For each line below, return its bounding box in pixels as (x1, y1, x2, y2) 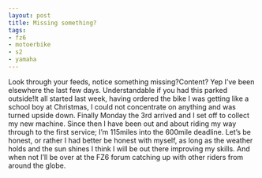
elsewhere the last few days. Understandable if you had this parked (8, 85, 228, 95)
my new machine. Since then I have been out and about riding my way (8, 119, 237, 128)
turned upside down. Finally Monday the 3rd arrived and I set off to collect (8, 110, 250, 120)
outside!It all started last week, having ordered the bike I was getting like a (8, 94, 249, 103)
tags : (8, 26, 26, 34)
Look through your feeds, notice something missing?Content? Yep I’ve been (8, 76, 255, 87)
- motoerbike (8, 41, 51, 49)
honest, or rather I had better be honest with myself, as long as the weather (8, 135, 253, 145)
